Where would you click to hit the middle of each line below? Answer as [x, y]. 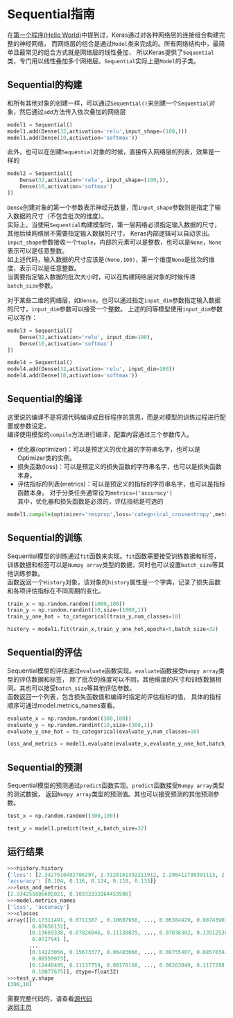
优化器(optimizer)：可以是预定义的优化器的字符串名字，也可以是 [109, 449]
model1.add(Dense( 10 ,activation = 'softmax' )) [72, 138]
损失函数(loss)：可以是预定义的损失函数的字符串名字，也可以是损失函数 [119, 466]
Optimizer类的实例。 [46, 458]
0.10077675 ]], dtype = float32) [76, 971]
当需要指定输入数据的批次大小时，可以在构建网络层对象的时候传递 [101, 277]
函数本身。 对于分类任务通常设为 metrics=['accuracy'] [95, 492]
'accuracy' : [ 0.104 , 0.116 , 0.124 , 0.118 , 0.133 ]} [82, 881]
